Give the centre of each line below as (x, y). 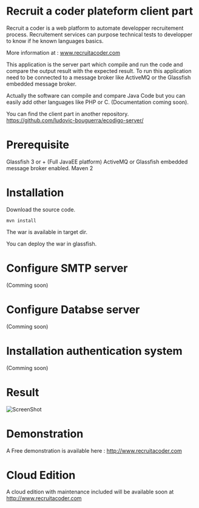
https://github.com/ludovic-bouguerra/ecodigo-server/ (75, 120)
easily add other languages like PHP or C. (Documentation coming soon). (98, 102)
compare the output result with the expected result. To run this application (99, 70)
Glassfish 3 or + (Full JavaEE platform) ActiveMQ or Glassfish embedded (97, 162)
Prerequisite (38, 145)
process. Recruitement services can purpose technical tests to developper (99, 34)
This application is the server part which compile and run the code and (95, 64)
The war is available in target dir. (47, 232)
